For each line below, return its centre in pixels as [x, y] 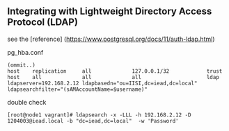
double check [27, 102]
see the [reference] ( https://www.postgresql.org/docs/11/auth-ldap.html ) [111, 39]
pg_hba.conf [25, 52]
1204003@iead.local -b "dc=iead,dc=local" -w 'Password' [93, 121]
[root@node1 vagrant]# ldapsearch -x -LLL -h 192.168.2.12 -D [99, 115]
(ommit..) [22, 65]
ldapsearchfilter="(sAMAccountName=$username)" [78, 89]
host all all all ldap [113, 77]
